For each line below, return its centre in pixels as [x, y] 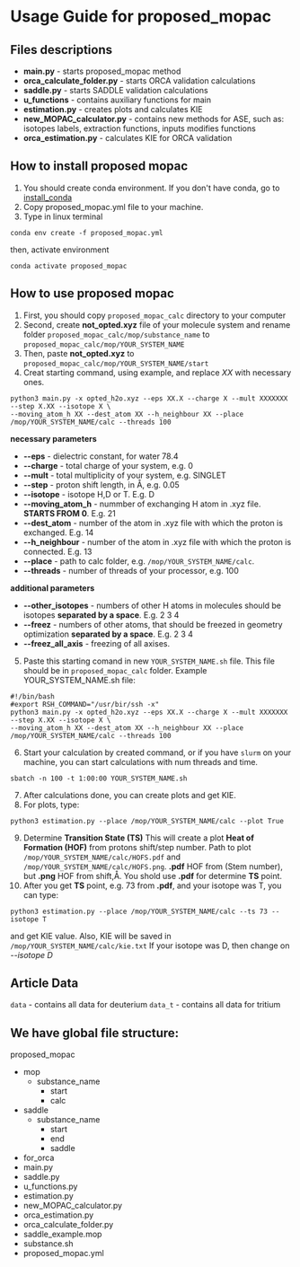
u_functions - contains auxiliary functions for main [117, 100]
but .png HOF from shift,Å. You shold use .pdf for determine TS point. [152, 875]
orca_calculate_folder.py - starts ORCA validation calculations [139, 81]
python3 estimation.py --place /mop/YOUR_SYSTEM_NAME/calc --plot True [147, 821]
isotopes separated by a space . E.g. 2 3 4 [101, 615]
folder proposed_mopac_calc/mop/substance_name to [116, 334]
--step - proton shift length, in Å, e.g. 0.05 [101, 484]
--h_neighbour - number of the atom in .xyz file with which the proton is [157, 541]
